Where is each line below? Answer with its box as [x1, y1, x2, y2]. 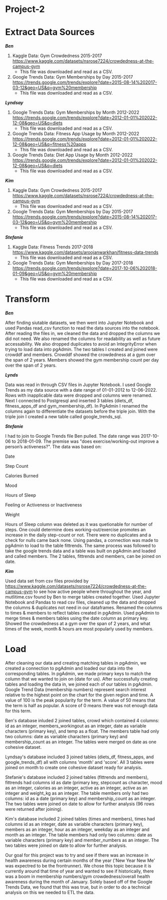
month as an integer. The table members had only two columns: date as [5, 832, 153, 837]
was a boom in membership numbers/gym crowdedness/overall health [5, 873, 151, 879]
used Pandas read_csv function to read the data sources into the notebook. [5, 325, 160, 331]
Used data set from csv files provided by [5, 578, 89, 584]
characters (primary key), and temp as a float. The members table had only [5, 728, 160, 734]
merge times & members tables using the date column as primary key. [5, 615, 149, 622]
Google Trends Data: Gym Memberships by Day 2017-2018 [12, 260, 134, 266]
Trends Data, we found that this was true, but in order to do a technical [5, 884, 151, 890]
